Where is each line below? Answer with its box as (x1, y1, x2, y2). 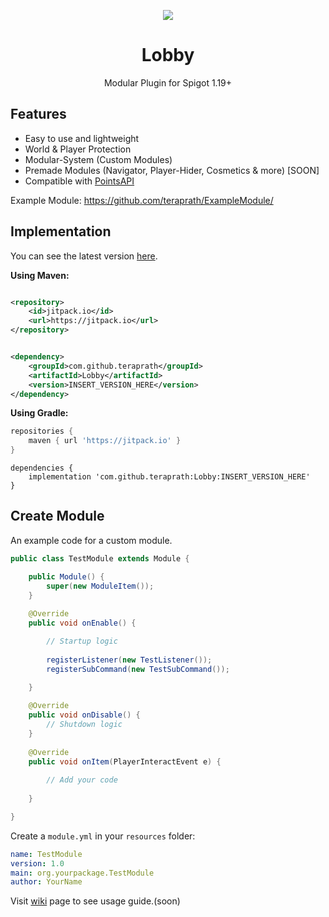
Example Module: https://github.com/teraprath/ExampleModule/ (10, 194, 274, 206)
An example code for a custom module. (10, 534, 173, 546)
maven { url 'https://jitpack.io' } (28, 436, 182, 446)
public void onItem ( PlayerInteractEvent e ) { (28, 756, 222, 767)
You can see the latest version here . (10, 250, 158, 262)
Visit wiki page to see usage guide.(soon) (10, 895, 181, 907)
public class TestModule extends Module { (10, 553, 190, 564)
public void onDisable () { (28, 710, 141, 720)
